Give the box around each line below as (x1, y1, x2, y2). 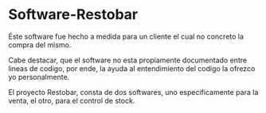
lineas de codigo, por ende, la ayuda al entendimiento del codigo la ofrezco (8, 63, 256, 73)
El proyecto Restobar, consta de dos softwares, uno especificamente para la (8, 87, 259, 96)
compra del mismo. (8, 40, 72, 49)
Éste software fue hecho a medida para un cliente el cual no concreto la (8, 32, 244, 41)
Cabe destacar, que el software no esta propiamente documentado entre (8, 55, 248, 65)
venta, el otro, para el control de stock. (8, 96, 135, 105)
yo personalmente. (8, 72, 70, 81)
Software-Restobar (8, 6, 138, 24)
